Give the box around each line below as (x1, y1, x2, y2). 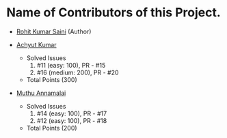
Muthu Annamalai (16, 89, 66, 97)
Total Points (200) (26, 124, 77, 132)
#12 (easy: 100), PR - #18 (36, 116, 107, 124)
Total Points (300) (26, 75, 77, 83)
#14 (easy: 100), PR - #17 (36, 109, 107, 118)
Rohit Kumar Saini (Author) (16, 27, 92, 36)
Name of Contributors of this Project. (6, 5, 222, 20)
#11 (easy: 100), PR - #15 (36, 61, 106, 69)
